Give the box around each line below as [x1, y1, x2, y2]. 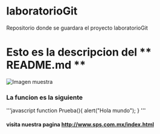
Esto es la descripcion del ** [6, 45, 152, 59]
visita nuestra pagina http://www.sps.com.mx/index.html [6, 121, 154, 128]
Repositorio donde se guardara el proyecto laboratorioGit [6, 24, 148, 31]
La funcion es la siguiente [6, 93, 83, 101]
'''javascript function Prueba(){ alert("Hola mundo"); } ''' [6, 107, 146, 114]
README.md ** [6, 59, 86, 72]
